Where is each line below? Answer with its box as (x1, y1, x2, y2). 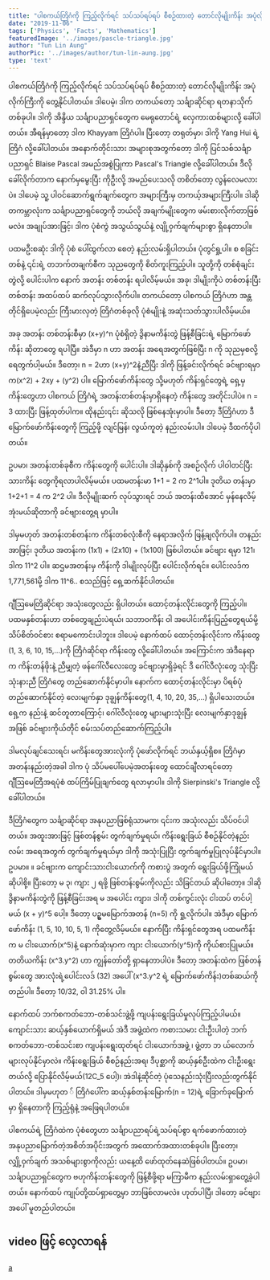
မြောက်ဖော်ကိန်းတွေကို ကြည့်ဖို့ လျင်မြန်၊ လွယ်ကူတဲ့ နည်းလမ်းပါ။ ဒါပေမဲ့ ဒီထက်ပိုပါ (8, 422, 261, 431)
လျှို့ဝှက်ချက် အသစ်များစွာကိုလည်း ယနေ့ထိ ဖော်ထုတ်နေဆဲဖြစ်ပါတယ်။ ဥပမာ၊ (8, 1156, 247, 1166)
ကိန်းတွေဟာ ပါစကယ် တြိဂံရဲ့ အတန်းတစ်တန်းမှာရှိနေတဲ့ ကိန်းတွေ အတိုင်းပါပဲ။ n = (8, 391, 259, 400)
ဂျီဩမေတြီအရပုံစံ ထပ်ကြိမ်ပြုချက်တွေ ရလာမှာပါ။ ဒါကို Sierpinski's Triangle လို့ (8, 777, 260, 787)
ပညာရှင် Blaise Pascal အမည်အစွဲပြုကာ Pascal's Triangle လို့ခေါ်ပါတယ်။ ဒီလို (8, 158, 253, 169)
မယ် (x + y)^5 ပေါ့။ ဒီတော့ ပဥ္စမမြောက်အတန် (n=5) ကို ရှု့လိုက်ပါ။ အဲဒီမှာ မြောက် (8, 909, 259, 918)
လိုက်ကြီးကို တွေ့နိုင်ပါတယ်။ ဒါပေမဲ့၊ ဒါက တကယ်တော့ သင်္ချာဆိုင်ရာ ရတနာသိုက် (8, 96, 253, 106)
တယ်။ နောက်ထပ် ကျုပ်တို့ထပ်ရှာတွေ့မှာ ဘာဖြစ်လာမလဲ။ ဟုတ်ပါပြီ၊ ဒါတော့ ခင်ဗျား (8, 1187, 261, 1197)
